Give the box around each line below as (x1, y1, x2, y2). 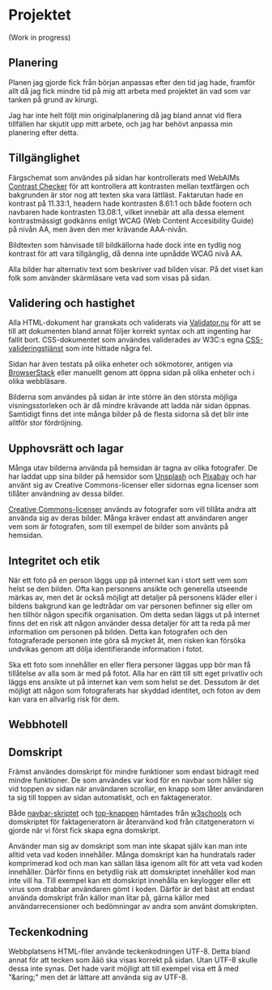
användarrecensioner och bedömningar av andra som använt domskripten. (8, 902, 258, 911)
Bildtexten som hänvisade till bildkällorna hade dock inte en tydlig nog (8, 240, 241, 250)
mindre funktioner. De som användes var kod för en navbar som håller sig (8, 775, 253, 785)
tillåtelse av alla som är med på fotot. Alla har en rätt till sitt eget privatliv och (8, 668, 263, 678)
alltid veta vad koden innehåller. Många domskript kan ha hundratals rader (8, 850, 257, 860)
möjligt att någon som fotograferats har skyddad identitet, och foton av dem (8, 686, 261, 695)
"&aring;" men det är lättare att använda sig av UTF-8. (8, 972, 189, 982)
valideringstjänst (8, 344, 64, 353)
